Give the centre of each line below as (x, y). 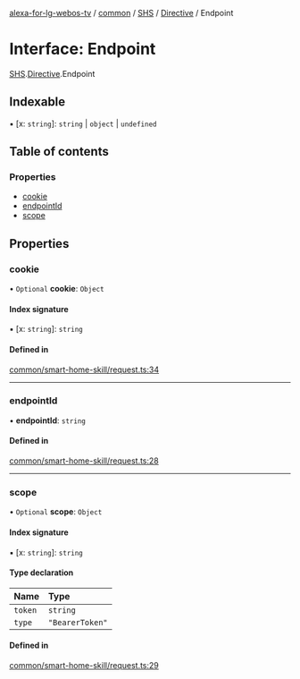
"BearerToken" (78, 622)
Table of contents (59, 152)
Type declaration (42, 573)
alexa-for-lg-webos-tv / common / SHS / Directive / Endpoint (121, 13)
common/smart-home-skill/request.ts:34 (84, 369)
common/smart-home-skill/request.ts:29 (84, 665)
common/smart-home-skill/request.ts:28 (84, 461)
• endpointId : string (48, 420)
